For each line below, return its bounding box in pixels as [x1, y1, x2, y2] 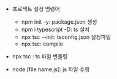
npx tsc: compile [21, 40, 63, 47]
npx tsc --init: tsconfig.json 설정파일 [21, 33, 111, 41]
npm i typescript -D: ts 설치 [21, 26, 90, 33]
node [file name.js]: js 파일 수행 [12, 66, 90, 73]
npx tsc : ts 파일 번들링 [12, 53, 68, 60]
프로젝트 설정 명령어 [12, 5, 60, 12]
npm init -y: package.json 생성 [21, 18, 97, 26]
